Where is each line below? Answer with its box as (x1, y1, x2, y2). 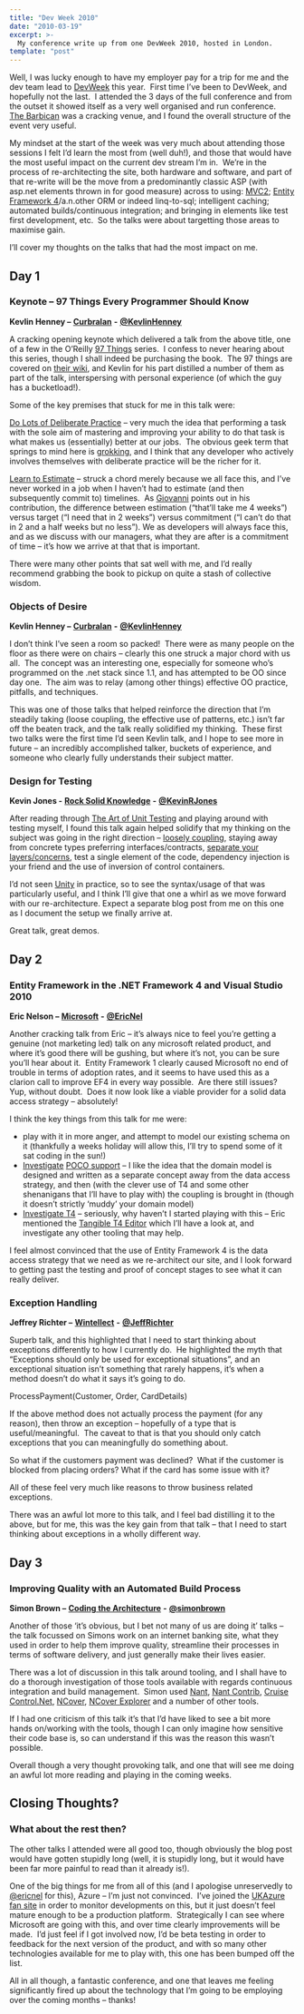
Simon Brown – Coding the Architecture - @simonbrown (9, 1603, 226, 1614)
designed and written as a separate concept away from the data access (22, 1169, 291, 1180)
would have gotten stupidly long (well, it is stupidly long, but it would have (9, 1853, 285, 1864)
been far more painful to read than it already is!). (9, 1862, 190, 1873)
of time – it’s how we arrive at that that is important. (9, 541, 201, 552)
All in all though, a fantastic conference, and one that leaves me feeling (9, 1975, 274, 1986)
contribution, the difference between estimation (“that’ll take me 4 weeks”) (9, 502, 288, 513)
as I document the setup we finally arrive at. (9, 908, 174, 919)
